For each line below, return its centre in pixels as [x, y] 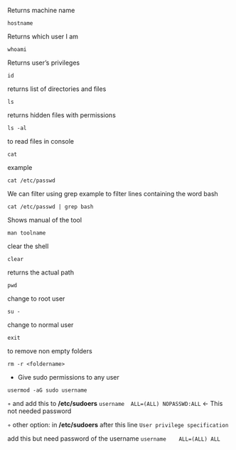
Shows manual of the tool [45, 220]
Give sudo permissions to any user [68, 377]
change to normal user [41, 325]
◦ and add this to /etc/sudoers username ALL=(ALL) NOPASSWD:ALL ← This [115, 403]
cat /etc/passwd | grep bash [50, 207]
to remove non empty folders [50, 351]
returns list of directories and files [57, 89]
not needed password [39, 411]
